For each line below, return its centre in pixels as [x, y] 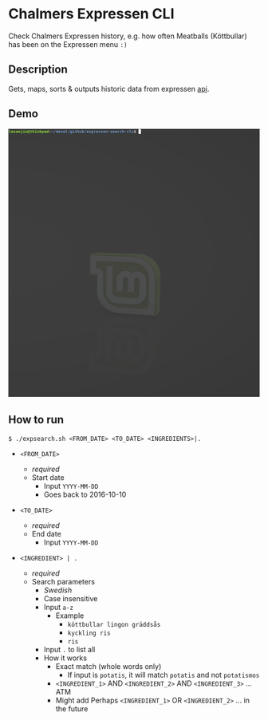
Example [70, 616]
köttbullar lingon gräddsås [114, 625]
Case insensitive [71, 599]
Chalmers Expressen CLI [91, 14]
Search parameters [63, 582]
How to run [36, 419]
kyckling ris [89, 633]
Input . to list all [69, 650]
